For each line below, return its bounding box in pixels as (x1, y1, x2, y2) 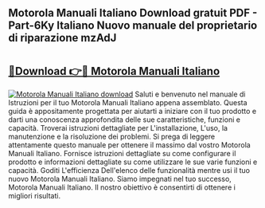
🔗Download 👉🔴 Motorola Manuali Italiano (8, 64, 220, 78)
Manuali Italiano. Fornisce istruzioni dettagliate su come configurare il (8, 149, 236, 158)
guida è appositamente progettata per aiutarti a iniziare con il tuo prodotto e (8, 107, 257, 116)
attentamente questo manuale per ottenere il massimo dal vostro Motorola (8, 140, 251, 150)
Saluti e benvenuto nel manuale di (134, 89, 246, 99)
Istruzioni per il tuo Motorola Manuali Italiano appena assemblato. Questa (8, 98, 248, 107)
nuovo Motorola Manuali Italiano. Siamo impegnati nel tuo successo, (8, 175, 232, 183)
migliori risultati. (8, 191, 61, 200)
